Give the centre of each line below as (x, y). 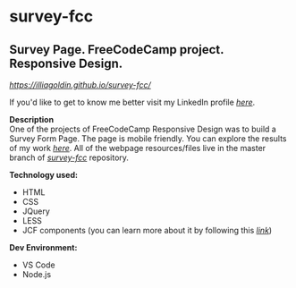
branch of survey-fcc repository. (69, 157)
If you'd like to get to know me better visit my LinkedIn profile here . (132, 102)
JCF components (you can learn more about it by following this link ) (147, 230)
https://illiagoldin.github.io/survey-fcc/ (80, 85)
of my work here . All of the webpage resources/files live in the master (138, 148)
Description (32, 119)
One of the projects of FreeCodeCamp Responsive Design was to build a (143, 129)
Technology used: (44, 175)
